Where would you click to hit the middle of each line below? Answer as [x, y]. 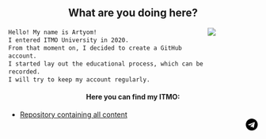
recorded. [25, 71]
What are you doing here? [133, 13]
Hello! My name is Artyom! [53, 32]
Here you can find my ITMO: [133, 97]
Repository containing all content [74, 115]
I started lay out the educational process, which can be [106, 64]
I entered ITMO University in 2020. [68, 40]
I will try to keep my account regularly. [79, 79]
